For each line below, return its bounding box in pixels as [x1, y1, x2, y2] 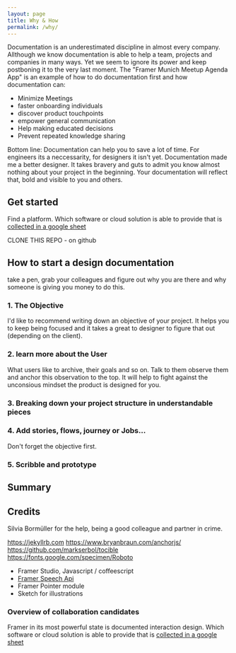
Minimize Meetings [17, 94, 73, 103]
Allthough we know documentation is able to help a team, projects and [7, 50, 213, 59]
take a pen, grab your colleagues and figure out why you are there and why [7, 275, 227, 284]
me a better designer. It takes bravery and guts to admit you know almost [7, 161, 220, 169]
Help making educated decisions [17, 125, 114, 133]
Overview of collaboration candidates [7, 606, 140, 616]
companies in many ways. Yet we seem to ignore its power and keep [7, 58, 207, 67]
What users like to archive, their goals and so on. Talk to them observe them [7, 365, 229, 374]
